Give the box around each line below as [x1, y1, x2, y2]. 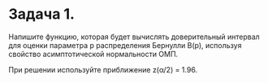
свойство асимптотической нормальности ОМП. [8, 49, 179, 59]
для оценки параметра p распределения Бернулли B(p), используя [8, 40, 242, 50]
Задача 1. [8, 5, 76, 24]
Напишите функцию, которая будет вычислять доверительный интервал [8, 32, 260, 41]
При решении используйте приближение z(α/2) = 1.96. [8, 64, 197, 74]
